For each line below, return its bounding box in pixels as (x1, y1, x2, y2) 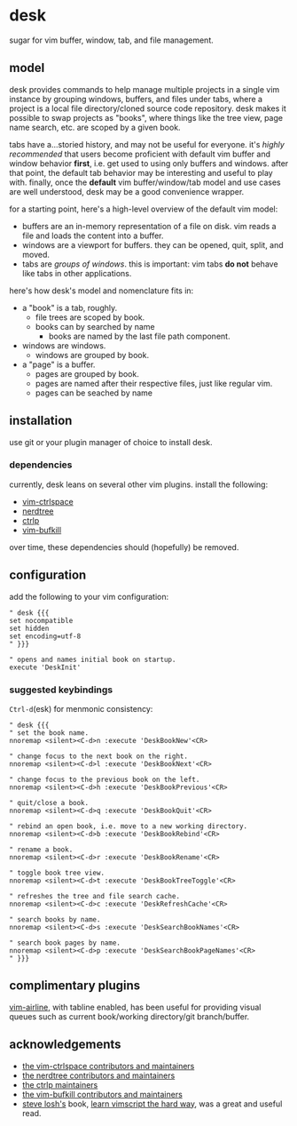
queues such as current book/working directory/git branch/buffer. (9, 1010, 250, 1022)
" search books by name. (9, 914, 101, 924)
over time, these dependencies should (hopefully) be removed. (9, 541, 239, 552)
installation (9, 413, 73, 428)
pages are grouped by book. (35, 368, 139, 379)
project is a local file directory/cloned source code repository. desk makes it (9, 103, 286, 114)
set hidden (9, 624, 50, 633)
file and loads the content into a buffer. (21, 230, 164, 241)
